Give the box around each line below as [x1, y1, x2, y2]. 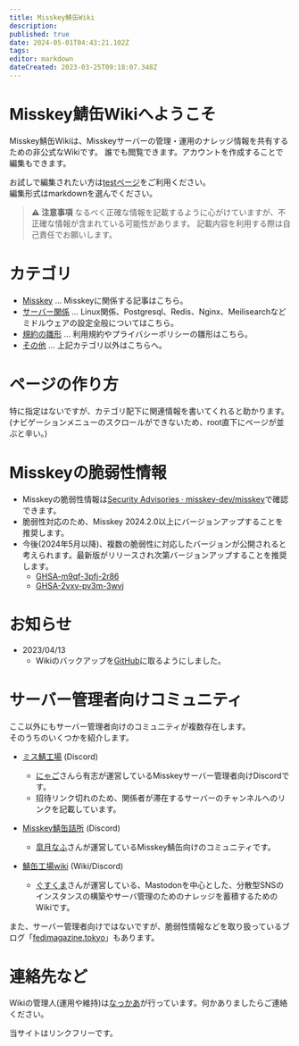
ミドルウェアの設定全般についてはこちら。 [21, 317, 179, 328]
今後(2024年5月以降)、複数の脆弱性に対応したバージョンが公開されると [21, 538, 287, 549]
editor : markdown [9, 54, 74, 63]
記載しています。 [59, 803, 121, 814]
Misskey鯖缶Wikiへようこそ [9, 105, 217, 125]
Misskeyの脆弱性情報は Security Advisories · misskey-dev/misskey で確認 [21, 493, 288, 505]
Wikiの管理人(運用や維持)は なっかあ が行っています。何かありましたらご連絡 [9, 998, 288, 1008]
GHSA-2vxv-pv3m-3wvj [35, 580, 125, 590]
